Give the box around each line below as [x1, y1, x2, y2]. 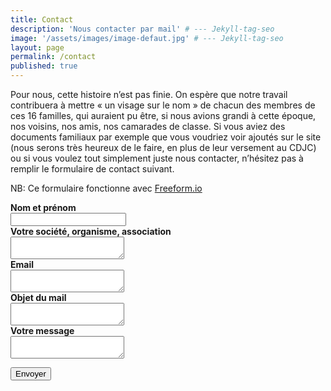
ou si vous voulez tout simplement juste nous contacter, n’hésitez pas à [10, 152, 304, 164]
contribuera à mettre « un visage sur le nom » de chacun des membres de [10, 99, 316, 111]
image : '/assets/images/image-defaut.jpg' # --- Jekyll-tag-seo [10, 33, 284, 43]
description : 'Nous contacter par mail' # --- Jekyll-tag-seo [10, 24, 275, 34]
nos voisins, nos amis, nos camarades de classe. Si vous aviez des [10, 121, 286, 132]
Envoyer [15, 369, 47, 379]
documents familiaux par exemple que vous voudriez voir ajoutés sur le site [10, 131, 322, 143]
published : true [10, 61, 78, 71]
